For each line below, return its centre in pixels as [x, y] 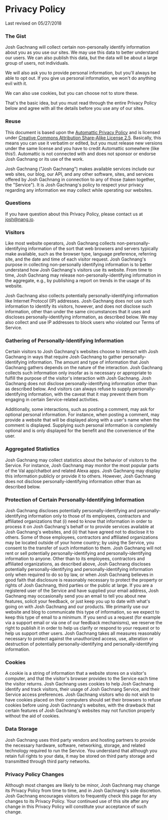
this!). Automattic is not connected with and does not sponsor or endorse [80, 154]
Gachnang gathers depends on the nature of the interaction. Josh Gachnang [84, 368]
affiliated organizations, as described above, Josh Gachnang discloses [78, 564]
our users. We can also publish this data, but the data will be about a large [81, 58]
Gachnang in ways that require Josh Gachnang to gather [63, 357]
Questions [18, 203]
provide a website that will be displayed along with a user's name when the [82, 420]
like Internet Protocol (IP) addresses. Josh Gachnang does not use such [79, 301]
